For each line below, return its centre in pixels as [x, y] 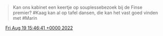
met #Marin [25, 18]
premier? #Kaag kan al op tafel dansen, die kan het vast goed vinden [85, 13]
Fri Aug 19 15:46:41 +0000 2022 [39, 28]
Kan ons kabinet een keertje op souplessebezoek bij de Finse [77, 7]
